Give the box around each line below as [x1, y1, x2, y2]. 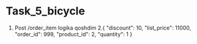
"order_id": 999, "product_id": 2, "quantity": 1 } [14, 30, 133, 37]
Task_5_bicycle [6, 4, 85, 18]
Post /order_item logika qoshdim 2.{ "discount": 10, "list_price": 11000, [14, 24, 191, 31]
